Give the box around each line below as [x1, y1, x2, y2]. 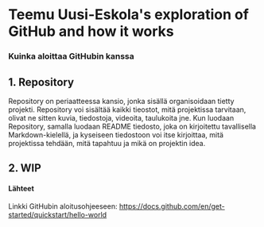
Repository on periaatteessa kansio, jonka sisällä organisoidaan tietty [8, 96, 235, 106]
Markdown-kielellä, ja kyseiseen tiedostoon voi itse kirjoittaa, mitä [8, 129, 224, 140]
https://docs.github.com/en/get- [118, 201, 225, 211]
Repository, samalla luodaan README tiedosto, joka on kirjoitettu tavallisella [8, 121, 257, 131]
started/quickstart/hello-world [8, 210, 107, 219]
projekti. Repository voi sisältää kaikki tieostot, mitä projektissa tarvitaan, [8, 105, 247, 114]
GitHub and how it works [8, 22, 175, 40]
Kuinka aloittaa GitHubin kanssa [8, 51, 134, 62]
